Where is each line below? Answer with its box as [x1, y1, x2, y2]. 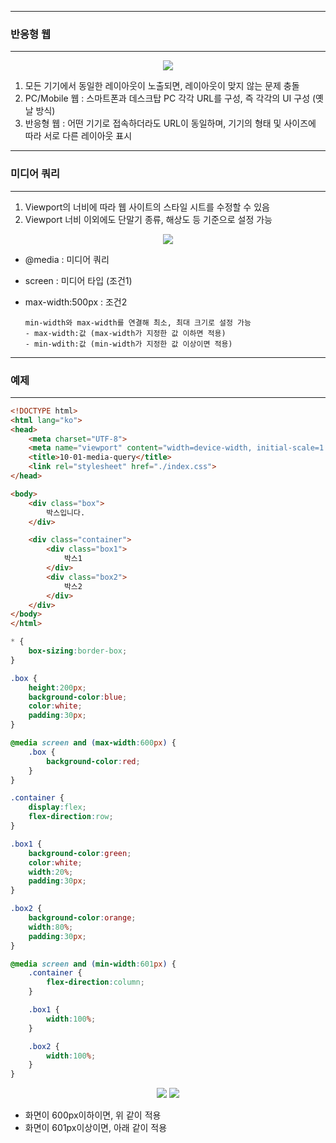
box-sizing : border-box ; [28, 646, 128, 656]
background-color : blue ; [28, 692, 128, 702]
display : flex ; [28, 802, 87, 813]
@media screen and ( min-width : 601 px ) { [10, 959, 177, 969]
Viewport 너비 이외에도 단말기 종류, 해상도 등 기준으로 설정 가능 [24, 213, 273, 225]
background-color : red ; [46, 756, 141, 766]
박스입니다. [46, 507, 86, 518]
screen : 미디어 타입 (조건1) [24, 274, 133, 286]
